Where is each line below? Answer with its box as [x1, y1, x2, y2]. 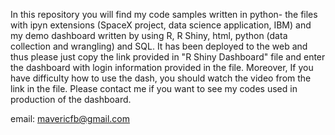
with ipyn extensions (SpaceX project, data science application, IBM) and [10, 19, 312, 31]
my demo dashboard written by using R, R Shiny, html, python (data [10, 30, 288, 41]
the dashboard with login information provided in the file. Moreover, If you [10, 62, 314, 73]
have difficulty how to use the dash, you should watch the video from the [10, 72, 312, 84]
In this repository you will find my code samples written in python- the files [10, 9, 318, 20]
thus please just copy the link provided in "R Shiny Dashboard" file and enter [10, 51, 326, 63]
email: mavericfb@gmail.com [10, 113, 130, 124]
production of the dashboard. [10, 94, 132, 105]
